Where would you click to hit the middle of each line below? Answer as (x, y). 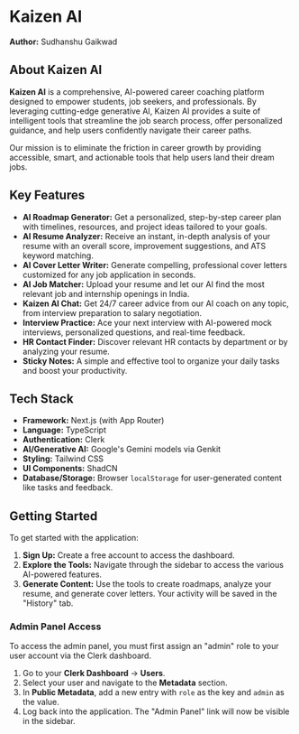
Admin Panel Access (55, 627)
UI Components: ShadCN (70, 469)
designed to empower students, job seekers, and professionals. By (133, 101)
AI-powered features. (62, 574)
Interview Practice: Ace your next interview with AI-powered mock (147, 322)
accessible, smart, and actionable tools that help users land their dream (142, 157)
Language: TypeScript (64, 430)
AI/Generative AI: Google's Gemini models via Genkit (122, 450)
